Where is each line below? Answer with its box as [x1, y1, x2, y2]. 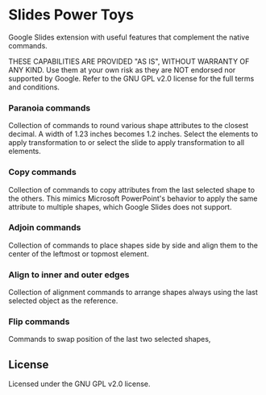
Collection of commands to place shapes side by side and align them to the [8, 240, 258, 250]
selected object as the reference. [8, 296, 118, 306]
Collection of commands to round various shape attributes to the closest [8, 121, 249, 131]
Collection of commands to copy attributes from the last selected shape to [8, 185, 256, 194]
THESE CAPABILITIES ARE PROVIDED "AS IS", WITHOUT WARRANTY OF [8, 56, 250, 66]
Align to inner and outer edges [8, 268, 130, 280]
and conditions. [8, 82, 60, 92]
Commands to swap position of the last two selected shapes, [8, 335, 211, 344]
